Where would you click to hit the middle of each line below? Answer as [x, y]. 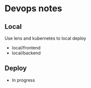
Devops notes [33, 9]
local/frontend [26, 48]
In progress [23, 80]
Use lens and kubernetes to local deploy [45, 38]
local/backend [26, 53]
